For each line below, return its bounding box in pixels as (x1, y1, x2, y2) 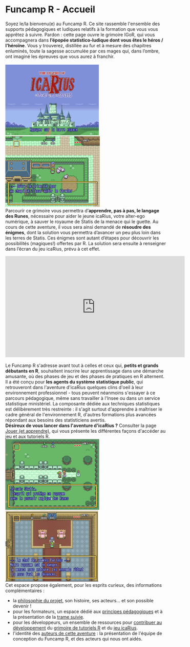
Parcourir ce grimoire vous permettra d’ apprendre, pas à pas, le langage (5, 207, 160, 214)
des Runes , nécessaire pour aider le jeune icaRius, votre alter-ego (5, 213, 145, 219)
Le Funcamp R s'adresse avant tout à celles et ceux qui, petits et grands (5, 362, 159, 368)
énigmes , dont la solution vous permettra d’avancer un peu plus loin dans (5, 229, 161, 235)
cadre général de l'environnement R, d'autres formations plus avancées (5, 411, 156, 417)
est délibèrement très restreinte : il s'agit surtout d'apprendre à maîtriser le (5, 406, 162, 412)
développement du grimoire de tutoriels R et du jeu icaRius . (12, 624, 138, 631)
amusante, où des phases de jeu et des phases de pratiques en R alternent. (5, 373, 165, 379)
